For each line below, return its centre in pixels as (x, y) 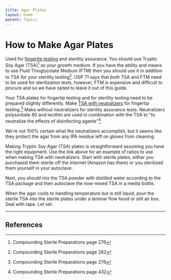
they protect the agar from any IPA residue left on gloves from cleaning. (80, 136)
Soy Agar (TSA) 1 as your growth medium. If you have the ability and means (84, 65)
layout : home (19, 15)
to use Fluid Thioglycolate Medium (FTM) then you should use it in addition (84, 71)
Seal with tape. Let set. (29, 204)
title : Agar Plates (26, 10)
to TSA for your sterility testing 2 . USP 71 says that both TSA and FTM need (83, 76)
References (24, 225)
